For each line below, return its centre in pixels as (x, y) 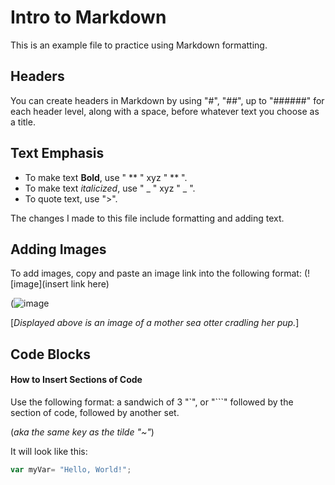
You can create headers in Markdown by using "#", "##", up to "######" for (167, 100)
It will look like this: (49, 451)
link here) (90, 284)
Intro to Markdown (88, 17)
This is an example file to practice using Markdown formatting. (139, 45)
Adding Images (58, 249)
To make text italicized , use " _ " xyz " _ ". (110, 188)
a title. (23, 122)
